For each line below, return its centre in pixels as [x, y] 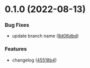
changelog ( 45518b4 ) [34, 60]
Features [16, 49]
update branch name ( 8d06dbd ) [45, 36]
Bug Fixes [17, 25]
